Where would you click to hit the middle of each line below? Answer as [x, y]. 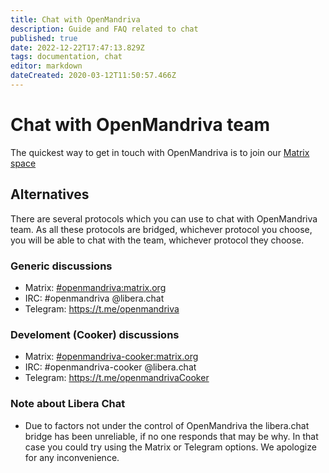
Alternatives [50, 194]
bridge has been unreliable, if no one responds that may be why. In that [171, 436]
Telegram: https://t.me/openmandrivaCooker [117, 378]
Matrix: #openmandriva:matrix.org [95, 287]
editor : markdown [46, 66]
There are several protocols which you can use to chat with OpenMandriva [164, 218]
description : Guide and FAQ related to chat [104, 29]
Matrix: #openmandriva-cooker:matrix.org [111, 357]
